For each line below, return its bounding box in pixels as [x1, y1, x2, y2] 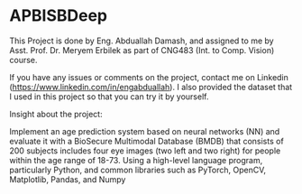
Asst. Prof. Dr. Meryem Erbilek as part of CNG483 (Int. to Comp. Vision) [9, 44, 275, 55]
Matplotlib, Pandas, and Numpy [9, 173, 126, 185]
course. [9, 54, 38, 65]
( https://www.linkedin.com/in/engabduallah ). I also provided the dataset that [9, 81, 293, 92]
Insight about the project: [9, 108, 103, 119]
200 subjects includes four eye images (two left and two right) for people [9, 145, 281, 156]
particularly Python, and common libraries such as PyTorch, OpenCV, [9, 164, 267, 175]
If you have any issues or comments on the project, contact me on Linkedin [9, 71, 288, 82]
